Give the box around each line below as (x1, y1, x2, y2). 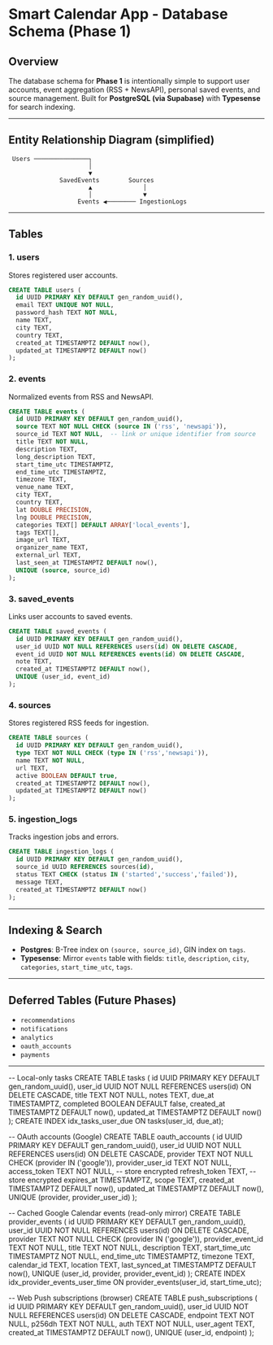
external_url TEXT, (15, 551, 82, 560)
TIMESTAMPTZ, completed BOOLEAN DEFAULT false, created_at (8, 1099, 226, 1109)
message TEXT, (15, 878, 63, 886)
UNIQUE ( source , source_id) (15, 566, 111, 574)
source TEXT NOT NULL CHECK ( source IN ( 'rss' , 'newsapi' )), (15, 422, 227, 431)
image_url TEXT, (15, 536, 71, 544)
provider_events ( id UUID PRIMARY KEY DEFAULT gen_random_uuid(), (8, 1217, 246, 1227)
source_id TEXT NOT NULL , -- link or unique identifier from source (15, 430, 256, 439)
